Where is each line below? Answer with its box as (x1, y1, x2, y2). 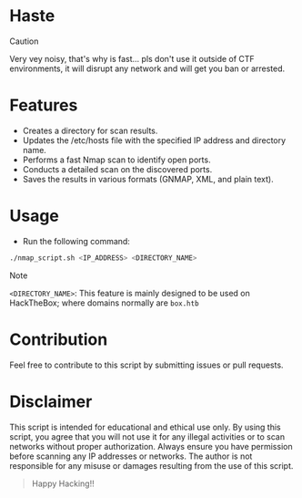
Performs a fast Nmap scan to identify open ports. (22, 154, 211, 165)
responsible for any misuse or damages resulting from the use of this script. (9, 460, 294, 471)
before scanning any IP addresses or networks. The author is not (9, 451, 253, 462)
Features (9, 95, 78, 116)
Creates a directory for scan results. (22, 125, 158, 136)
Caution (9, 36, 39, 47)
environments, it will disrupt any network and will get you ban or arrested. (9, 63, 286, 74)
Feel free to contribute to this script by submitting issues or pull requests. (9, 359, 284, 370)
